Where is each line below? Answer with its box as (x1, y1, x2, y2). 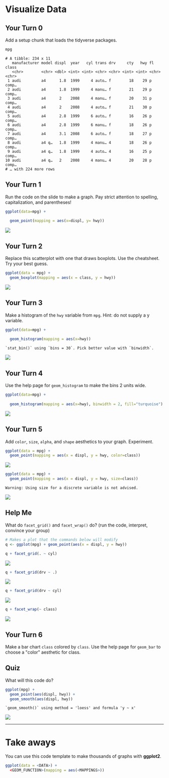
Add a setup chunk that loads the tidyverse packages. (5, 37, 117, 43)
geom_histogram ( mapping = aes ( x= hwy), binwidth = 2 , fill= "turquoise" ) (10, 401, 163, 407)
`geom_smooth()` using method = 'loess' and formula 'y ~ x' (5, 706, 136, 711)
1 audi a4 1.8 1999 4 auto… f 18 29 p (7, 78, 152, 83)
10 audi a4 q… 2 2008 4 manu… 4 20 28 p (5, 158, 152, 163)
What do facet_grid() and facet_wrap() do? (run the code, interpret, (5, 522, 148, 528)
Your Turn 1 (5, 181, 41, 189)
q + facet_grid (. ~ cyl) (5, 551, 57, 556)
